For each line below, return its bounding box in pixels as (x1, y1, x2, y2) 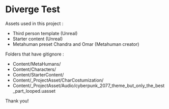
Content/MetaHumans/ (12, 61, 61, 67)
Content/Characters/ (12, 66, 56, 72)
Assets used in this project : (5, 20, 64, 26)
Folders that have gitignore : (5, 51, 65, 57)
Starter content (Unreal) (12, 36, 63, 42)
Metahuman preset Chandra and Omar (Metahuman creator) (12, 41, 139, 47)
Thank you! (5, 98, 29, 104)
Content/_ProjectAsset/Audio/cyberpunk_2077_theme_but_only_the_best (12, 83, 165, 89)
